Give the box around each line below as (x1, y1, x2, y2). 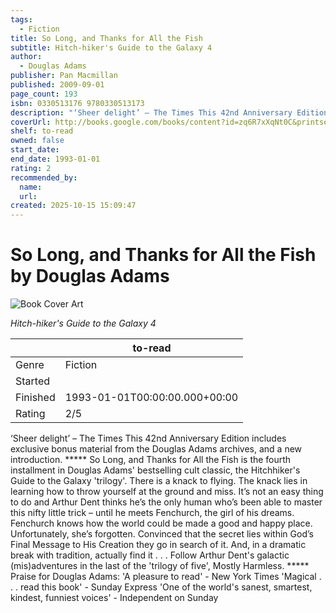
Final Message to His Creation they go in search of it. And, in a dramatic (10, 539, 307, 551)
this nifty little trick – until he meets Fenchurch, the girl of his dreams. (10, 507, 295, 519)
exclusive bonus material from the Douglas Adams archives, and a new (10, 443, 303, 455)
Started (15, 374, 51, 388)
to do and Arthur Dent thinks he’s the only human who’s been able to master (10, 496, 323, 508)
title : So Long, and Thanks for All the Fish (10, 33, 203, 43)
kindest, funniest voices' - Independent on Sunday (10, 592, 219, 604)
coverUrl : (10, 117, 52, 127)
